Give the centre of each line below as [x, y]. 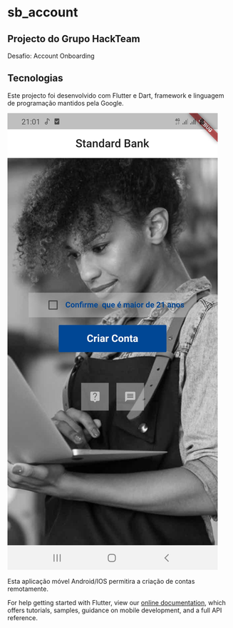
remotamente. [28, 589]
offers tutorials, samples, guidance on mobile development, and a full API [115, 610]
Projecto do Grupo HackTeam [74, 39]
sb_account [43, 12]
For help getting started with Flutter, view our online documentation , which [117, 602]
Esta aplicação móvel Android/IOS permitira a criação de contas [101, 581]
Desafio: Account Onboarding [51, 56]
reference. [22, 617]
